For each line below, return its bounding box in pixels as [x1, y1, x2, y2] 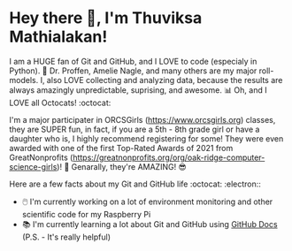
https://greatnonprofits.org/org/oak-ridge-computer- [72, 152, 265, 163]
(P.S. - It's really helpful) [21, 232, 111, 242]
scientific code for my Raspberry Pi [21, 209, 151, 219]
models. [9, 74, 39, 85]
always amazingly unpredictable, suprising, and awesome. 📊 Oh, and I [9, 84, 267, 95]
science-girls [9, 161, 58, 171]
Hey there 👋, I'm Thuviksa [9, 8, 203, 28]
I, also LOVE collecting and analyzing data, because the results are [40, 74, 283, 85]
